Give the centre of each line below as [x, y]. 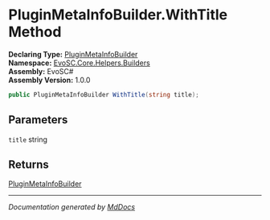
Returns [29, 165]
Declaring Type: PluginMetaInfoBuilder [73, 54]
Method [35, 32]
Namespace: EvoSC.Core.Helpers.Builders [79, 63]
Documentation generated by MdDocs [72, 207]
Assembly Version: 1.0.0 [49, 80]
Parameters [38, 120]
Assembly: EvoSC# [41, 71]
